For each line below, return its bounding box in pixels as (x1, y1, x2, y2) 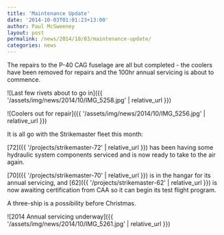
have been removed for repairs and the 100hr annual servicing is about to (7, 68, 214, 76)
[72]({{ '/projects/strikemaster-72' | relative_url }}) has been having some (7, 144, 214, 151)
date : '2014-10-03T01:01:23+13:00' (7, 16, 109, 23)
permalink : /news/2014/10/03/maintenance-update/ (7, 36, 152, 43)
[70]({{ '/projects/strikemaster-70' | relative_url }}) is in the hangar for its (7, 171, 211, 179)
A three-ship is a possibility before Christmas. (7, 199, 136, 207)
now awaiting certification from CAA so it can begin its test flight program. (7, 186, 216, 194)
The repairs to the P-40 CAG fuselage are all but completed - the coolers (7, 61, 213, 69)
